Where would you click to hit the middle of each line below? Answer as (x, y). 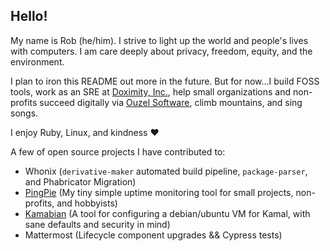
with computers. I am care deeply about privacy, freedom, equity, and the (161, 51)
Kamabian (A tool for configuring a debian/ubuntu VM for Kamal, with (167, 213)
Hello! (29, 16)
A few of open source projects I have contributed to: (118, 151)
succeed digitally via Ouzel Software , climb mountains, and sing (171, 102)
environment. (37, 61)
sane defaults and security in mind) (97, 224)
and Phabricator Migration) (80, 181)
